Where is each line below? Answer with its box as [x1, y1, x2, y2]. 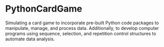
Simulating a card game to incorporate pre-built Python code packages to [5, 20, 159, 26]
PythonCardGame [5, 3, 83, 15]
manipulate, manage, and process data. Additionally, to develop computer [5, 25, 159, 31]
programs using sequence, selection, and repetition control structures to [5, 30, 156, 36]
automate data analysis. [5, 36, 55, 42]
